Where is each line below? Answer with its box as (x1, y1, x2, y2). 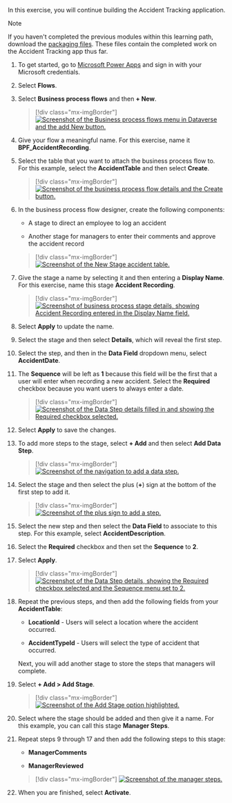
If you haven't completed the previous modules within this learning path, (8, 32, 213, 41)
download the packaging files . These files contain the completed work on (8, 40, 217, 48)
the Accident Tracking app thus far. (8, 48, 108, 55)
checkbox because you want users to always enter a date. (17, 384, 184, 393)
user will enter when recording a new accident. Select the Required (17, 377, 210, 385)
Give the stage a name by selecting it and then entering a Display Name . (17, 274, 225, 281)
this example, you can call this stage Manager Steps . (17, 722, 170, 730)
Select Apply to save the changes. (17, 426, 117, 434)
